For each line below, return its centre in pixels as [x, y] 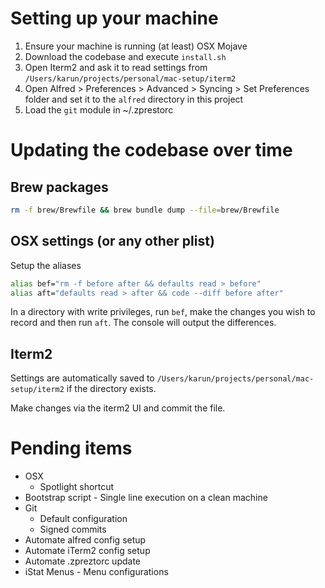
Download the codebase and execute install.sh [125, 56]
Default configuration [83, 519]
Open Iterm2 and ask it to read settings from [116, 67]
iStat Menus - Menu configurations [96, 572]
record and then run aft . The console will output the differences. [143, 323]
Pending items [71, 448]
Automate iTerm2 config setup [87, 551]
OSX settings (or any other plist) [112, 241]
